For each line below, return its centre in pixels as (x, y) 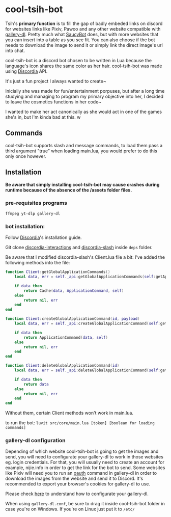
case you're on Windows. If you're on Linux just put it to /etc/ (70, 509)
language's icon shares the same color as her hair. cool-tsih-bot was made (84, 66)
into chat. (15, 50)
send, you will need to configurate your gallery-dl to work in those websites (84, 457)
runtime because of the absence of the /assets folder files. (69, 190)
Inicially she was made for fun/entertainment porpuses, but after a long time (85, 91)
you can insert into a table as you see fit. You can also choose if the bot (80, 40)
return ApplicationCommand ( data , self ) (66, 337)
